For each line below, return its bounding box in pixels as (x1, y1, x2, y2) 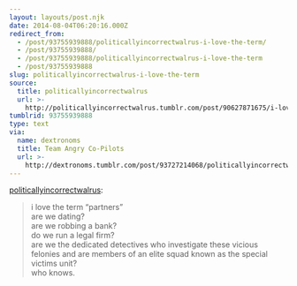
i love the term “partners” (30, 202, 124, 213)
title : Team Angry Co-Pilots (17, 144, 125, 153)
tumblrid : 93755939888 (9, 111, 93, 120)
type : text (9, 120, 49, 129)
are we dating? (30, 211, 86, 222)
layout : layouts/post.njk (9, 12, 104, 22)
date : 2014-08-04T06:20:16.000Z (9, 21, 128, 30)
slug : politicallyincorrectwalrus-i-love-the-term (9, 71, 200, 79)
